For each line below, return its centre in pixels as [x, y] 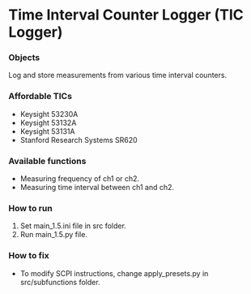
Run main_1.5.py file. [53, 235]
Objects [24, 58]
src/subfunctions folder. [60, 282]
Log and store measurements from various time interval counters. [118, 76]
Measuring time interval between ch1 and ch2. [97, 188]
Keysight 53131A [47, 131]
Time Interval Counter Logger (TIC [126, 15]
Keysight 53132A [48, 123]
